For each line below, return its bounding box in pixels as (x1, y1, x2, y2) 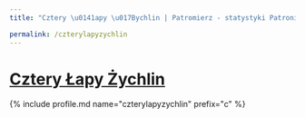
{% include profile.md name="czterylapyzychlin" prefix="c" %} (9, 99, 246, 110)
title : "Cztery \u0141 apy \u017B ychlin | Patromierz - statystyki (9, 13, 266, 23)
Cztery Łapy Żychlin (9, 69, 166, 89)
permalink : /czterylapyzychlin (9, 29, 128, 39)
